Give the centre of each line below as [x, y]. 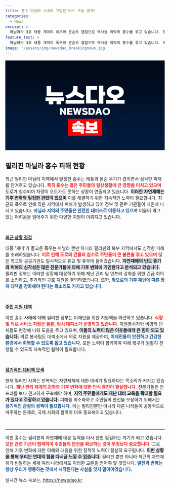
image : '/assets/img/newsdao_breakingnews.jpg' [56, 48]
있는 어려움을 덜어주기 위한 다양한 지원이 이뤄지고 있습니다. [63, 217]
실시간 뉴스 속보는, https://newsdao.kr [44, 480]
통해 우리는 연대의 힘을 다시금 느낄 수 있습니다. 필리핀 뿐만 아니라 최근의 [80, 457]
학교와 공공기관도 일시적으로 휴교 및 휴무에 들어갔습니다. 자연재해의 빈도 [81, 261]
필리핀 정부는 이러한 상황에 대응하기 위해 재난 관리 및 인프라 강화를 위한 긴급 [80, 274]
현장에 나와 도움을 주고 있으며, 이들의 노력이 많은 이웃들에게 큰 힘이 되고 [89, 330]
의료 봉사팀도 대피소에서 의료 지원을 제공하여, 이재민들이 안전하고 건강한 [91, 336]
